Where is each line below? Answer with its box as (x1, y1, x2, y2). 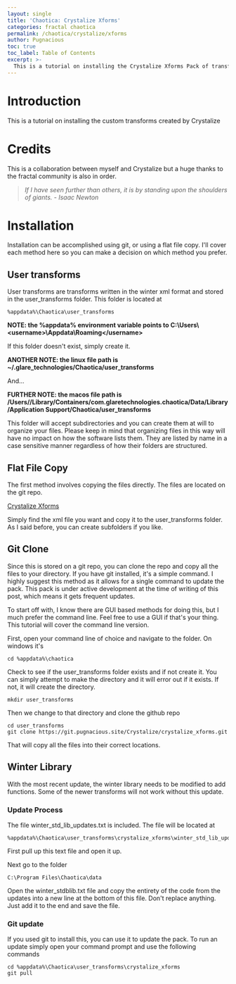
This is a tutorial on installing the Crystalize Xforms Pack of (13, 63, 209, 70)
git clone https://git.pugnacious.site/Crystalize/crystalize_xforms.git (7, 728, 228, 735)
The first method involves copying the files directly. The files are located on (7, 480, 226, 490)
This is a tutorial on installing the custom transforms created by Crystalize (7, 116, 221, 125)
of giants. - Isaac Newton (24, 193, 99, 201)
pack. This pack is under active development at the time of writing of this (7, 584, 219, 592)
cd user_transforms (7, 722, 65, 729)
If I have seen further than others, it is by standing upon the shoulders (24, 185, 228, 194)
